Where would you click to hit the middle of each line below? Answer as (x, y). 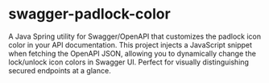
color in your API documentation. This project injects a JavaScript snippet (130, 44)
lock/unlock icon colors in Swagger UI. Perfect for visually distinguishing (129, 62)
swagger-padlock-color (89, 14)
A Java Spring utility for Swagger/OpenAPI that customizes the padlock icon (135, 36)
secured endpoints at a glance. (60, 70)
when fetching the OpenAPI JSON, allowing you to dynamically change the (132, 53)
